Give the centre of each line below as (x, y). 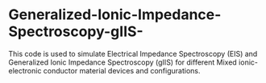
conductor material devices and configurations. (122, 70)
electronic (25, 70)
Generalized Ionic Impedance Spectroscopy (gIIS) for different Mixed (123, 62)
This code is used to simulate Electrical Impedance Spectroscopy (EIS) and (133, 53)
